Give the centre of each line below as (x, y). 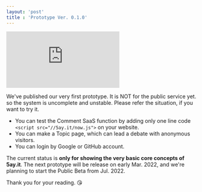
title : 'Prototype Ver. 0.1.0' (47, 17)
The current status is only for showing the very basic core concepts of (96, 158)
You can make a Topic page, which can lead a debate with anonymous (103, 134)
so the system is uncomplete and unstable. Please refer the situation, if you (100, 102)
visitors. (25, 140)
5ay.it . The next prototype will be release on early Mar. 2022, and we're (96, 164)
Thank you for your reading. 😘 (44, 182)
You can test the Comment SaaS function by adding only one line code (103, 120)
